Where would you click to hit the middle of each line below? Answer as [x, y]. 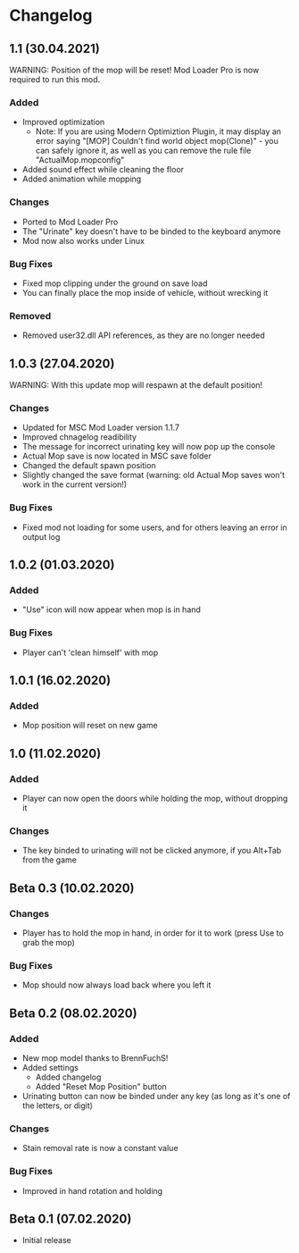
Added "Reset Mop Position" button [101, 1086]
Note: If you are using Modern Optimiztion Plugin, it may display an [158, 131]
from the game [50, 860]
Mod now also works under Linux [83, 240]
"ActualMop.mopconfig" [80, 160]
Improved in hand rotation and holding [92, 1190]
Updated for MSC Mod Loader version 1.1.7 [101, 428]
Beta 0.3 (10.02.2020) [72, 888]
